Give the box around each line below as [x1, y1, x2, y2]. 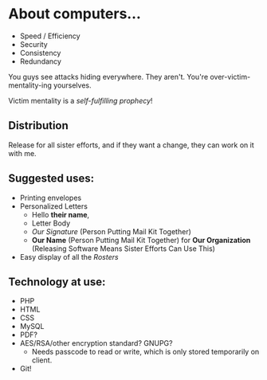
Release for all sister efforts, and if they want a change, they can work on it [8, 140, 254, 150]
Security [19, 39, 48, 49]
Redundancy [19, 57, 62, 66]
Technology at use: [8, 275, 106, 288]
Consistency [19, 48, 61, 57]
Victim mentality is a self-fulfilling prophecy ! [8, 96, 153, 105]
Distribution [8, 119, 69, 132]
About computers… [8, 5, 142, 23]
